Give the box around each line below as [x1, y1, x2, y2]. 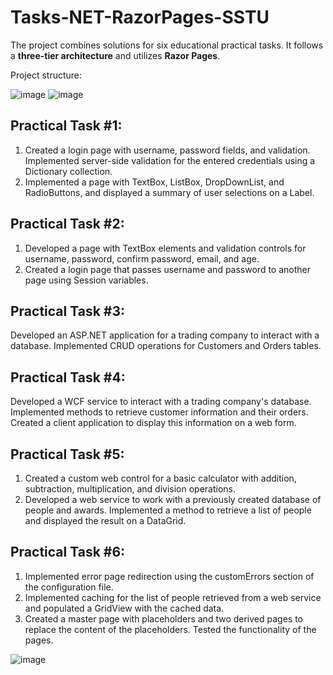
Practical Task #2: [10, 216, 125, 233]
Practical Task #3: [10, 302, 126, 320]
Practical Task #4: [10, 369, 126, 386]
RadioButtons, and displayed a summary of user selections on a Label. [24, 186, 315, 198]
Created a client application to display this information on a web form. [10, 417, 297, 429]
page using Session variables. [24, 274, 149, 286]
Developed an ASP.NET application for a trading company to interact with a [10, 329, 320, 341]
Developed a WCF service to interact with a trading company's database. [10, 396, 312, 408]
